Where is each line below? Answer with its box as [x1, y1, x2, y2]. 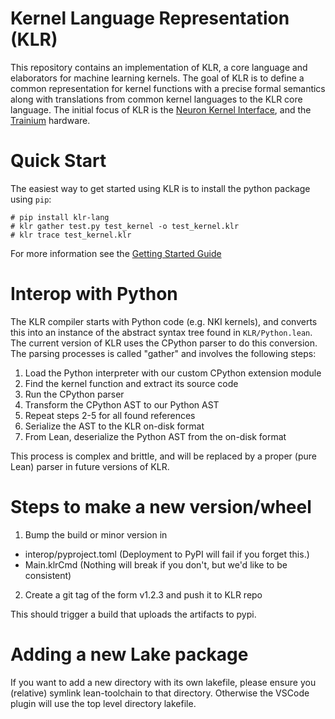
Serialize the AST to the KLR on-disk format [24, 420, 205, 432]
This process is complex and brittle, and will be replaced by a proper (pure [10, 450, 317, 462]
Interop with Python [10, 283, 178, 306]
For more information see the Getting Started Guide [10, 247, 222, 259]
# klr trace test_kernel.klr [10, 230, 132, 240]
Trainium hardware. [10, 114, 91, 126]
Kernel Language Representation [10, 7, 290, 30]
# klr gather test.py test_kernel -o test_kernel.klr [10, 221, 240, 231]
